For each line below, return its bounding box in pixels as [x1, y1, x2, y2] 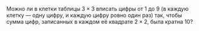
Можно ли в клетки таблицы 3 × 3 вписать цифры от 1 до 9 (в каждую [6, 5, 189, 12]
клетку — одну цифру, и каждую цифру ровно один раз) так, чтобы [6, 12, 182, 19]
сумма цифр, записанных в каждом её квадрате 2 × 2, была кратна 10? [6, 18, 193, 25]
